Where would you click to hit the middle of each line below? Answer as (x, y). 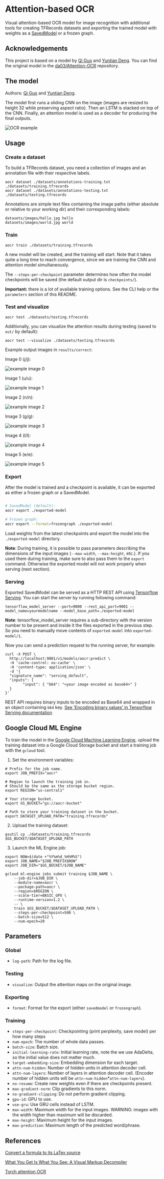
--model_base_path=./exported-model (97, 611)
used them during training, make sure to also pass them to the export (75, 559)
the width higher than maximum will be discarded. (62, 1115)
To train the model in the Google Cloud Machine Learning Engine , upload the (82, 740)
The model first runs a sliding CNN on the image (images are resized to (77, 102)
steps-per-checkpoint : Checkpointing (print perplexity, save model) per (84, 1032)
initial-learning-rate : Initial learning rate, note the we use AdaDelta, (83, 1052)
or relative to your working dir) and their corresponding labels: (68, 209)
